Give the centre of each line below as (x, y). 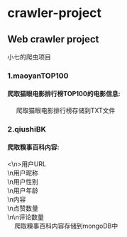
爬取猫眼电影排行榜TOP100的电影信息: (64, 93)
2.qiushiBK (27, 129)
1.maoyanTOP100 (38, 76)
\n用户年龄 (23, 191)
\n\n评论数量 (26, 217)
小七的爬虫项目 (29, 57)
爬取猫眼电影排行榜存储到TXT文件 (66, 110)
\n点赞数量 (23, 208)
